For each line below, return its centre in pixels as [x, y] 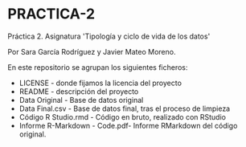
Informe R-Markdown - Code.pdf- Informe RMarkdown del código [128, 125]
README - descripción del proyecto [79, 91]
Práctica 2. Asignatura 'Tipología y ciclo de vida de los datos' [109, 36]
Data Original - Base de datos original [81, 100]
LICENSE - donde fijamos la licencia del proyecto [100, 83]
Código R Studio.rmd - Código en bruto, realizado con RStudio [123, 116]
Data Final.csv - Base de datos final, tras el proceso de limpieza [125, 108]
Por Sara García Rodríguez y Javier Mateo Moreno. [92, 51]
